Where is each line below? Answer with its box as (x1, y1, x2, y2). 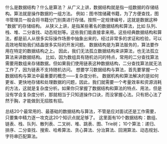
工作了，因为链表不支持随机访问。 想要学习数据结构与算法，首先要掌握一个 (5, 67, 159, 72)
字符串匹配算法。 (5, 134, 40, 139)
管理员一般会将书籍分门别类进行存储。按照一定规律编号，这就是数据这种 (9, 17, 158, 22)
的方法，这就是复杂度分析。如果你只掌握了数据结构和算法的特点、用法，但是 (5, 85, 162, 91)
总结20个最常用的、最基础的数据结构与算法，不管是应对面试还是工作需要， (5, 109, 159, 114)
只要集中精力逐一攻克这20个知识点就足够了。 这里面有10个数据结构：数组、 (5, 115, 160, 121)
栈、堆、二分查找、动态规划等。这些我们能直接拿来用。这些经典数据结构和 (5, 29, 158, 35)
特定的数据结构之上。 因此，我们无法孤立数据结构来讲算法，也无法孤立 (13, 48, 159, 54)
